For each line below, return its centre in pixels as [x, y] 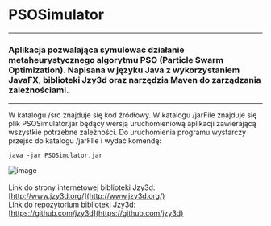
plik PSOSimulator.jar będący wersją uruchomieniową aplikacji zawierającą [132, 124]
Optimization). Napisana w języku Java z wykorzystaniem [124, 70]
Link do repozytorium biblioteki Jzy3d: [72, 205]
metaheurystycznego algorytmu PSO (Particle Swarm [116, 60]
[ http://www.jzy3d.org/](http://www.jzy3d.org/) [87, 196]
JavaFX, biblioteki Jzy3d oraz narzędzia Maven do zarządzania [135, 80]
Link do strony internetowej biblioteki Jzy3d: [82, 187]
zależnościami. [39, 90]
